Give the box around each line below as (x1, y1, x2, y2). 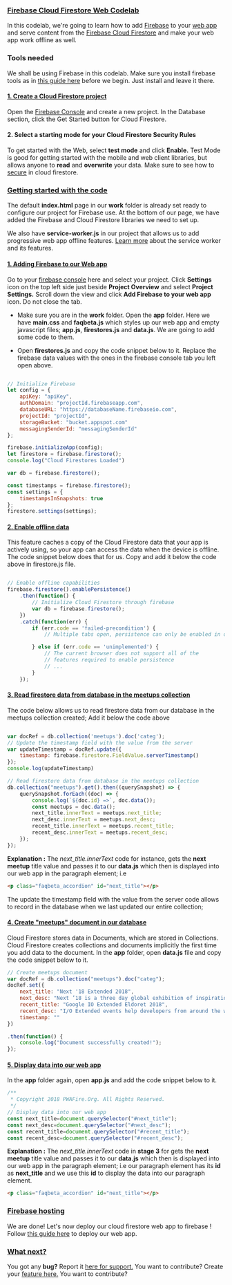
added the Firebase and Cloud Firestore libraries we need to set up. (7, 216, 200, 224)
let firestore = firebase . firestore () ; (7, 450, 122, 458)
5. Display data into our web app (7, 1061, 101, 1069)
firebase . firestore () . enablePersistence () (7, 586, 131, 593)
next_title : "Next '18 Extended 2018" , (19, 988, 135, 995)
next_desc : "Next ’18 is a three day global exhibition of (19, 995, 193, 1002)
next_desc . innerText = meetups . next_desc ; (32, 816, 156, 823)
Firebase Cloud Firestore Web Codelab (7, 6, 139, 15)
